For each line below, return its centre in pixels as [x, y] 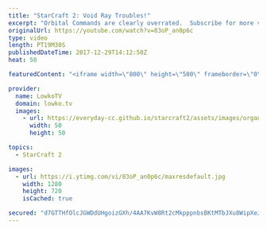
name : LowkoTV [39, 96]
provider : [25, 88]
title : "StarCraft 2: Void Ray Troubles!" [79, 16]
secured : [23, 213]
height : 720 [42, 192]
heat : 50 [23, 60]
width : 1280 [42, 184]
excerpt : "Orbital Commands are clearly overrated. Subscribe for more [131, 23]
